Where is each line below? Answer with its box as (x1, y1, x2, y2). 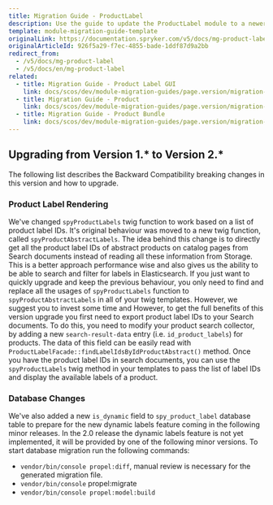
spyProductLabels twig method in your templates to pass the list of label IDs (8, 364, 262, 373)
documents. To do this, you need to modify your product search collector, (8, 320, 255, 330)
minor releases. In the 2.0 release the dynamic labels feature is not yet (8, 429, 244, 438)
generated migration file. (19, 470, 103, 480)
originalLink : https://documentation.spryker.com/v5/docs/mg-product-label (8, 34, 271, 43)
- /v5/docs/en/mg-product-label (15, 65, 126, 73)
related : (8, 72, 38, 81)
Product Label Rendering (8, 198, 109, 210)
